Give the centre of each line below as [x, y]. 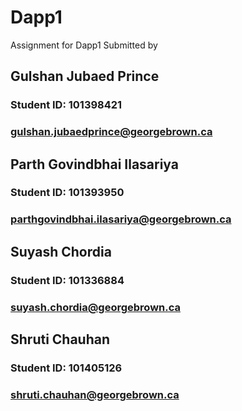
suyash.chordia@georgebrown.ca [95, 307]
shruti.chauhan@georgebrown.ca [95, 394]
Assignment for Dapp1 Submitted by [84, 45]
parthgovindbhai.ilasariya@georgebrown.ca [121, 219]
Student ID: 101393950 [67, 193]
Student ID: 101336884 [67, 280]
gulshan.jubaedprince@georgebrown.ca [111, 132]
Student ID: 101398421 [66, 105]
